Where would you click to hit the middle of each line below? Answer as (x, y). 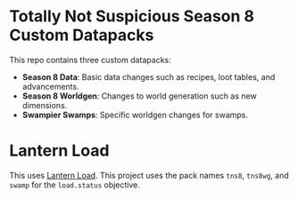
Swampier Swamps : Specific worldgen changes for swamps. (135, 115)
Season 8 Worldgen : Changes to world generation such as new (139, 96)
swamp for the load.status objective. (75, 185)
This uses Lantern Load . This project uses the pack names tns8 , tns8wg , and (149, 175)
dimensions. (45, 105)
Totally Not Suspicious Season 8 (132, 16)
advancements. (50, 86)
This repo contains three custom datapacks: (90, 60)
